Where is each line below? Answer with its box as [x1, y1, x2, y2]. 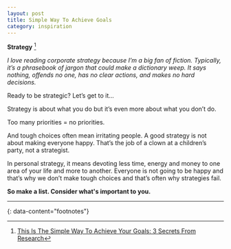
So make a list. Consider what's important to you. [7, 187, 151, 196]
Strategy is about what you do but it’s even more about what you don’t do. [7, 105, 217, 113]
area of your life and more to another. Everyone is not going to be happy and [7, 166, 223, 175]
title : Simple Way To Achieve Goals [7, 17, 112, 23]
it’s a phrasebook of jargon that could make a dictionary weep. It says [7, 63, 206, 72]
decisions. [7, 78, 36, 87]
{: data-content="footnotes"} [7, 207, 89, 215]
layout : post [7, 10, 45, 17]
